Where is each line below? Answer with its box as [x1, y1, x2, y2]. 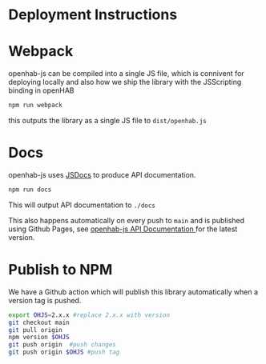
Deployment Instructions [8, 6, 178, 24]
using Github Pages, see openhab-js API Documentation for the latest [8, 224, 238, 234]
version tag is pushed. [8, 295, 82, 305]
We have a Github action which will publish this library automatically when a [8, 286, 259, 297]
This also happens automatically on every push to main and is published [8, 215, 245, 225]
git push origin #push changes [8, 341, 116, 349]
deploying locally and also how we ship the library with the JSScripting [8, 78, 242, 87]
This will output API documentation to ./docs [8, 200, 156, 210]
